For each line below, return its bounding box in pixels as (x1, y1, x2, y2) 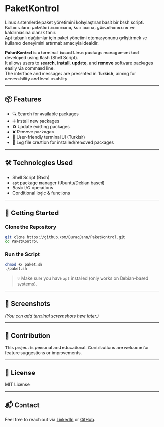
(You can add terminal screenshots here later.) (5, 313, 99, 319)
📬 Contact (5, 401, 40, 409)
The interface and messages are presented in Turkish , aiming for (5, 70, 136, 76)
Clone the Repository (5, 223, 57, 230)
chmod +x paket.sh (5, 262, 42, 267)
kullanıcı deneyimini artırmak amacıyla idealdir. (5, 40, 99, 46)
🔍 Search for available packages (12, 111, 79, 117)
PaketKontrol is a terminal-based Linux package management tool (5, 50, 139, 55)
